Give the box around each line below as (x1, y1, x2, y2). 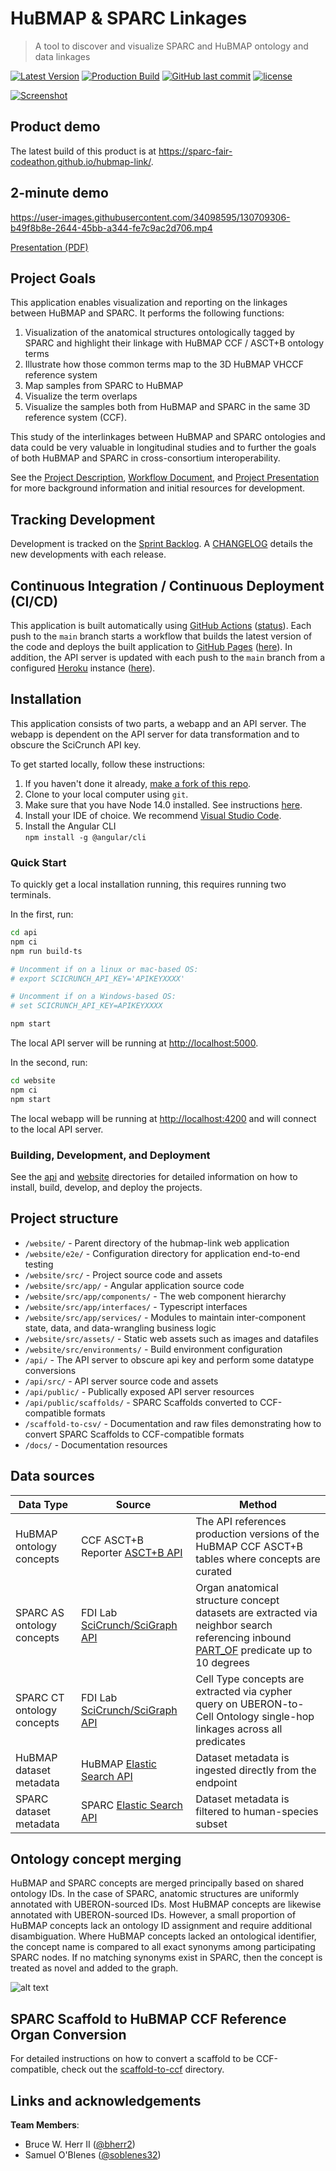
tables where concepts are (195, 1552, 321, 1566)
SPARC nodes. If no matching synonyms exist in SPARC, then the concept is (10, 1952, 323, 1964)
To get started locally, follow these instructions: (10, 758, 206, 770)
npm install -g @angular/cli (24, 832, 147, 842)
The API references (195, 1514, 287, 1528)
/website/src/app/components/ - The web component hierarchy (24, 1290, 287, 1302)
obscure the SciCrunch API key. (10, 738, 142, 751)
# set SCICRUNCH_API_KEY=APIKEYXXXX (10, 1001, 163, 1011)
